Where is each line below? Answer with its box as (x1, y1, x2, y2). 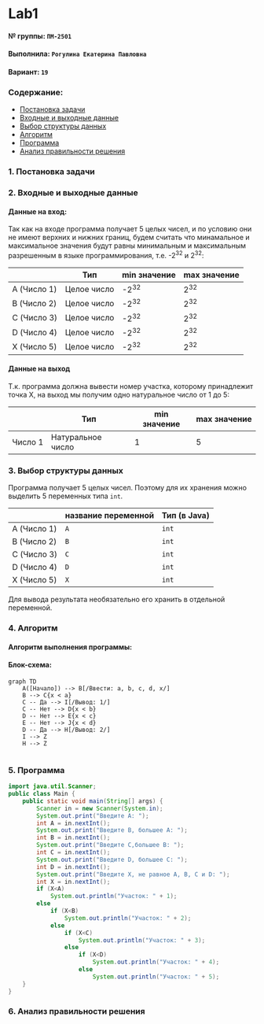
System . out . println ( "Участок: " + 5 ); (92, 973, 220, 981)
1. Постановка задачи (8, 166, 96, 177)
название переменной (64, 510, 155, 521)
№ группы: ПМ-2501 (8, 31, 72, 40)
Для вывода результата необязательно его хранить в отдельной (8, 595, 225, 604)
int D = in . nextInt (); (36, 863, 111, 871)
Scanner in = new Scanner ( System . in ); (36, 804, 163, 812)
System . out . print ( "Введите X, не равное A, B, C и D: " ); (36, 871, 230, 878)
